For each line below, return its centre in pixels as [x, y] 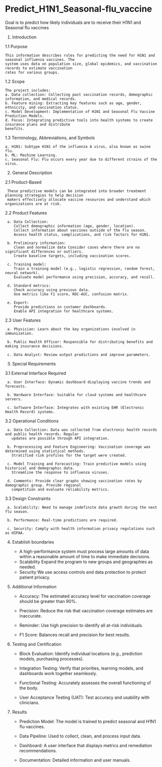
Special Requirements [34, 364]
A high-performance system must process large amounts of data [84, 551]
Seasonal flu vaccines [27, 27]
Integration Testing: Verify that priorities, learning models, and [81, 668]
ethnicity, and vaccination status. [42, 107]
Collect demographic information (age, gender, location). [75, 226]
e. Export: [18, 303]
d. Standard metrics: [29, 286]
